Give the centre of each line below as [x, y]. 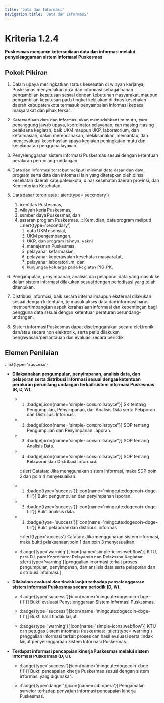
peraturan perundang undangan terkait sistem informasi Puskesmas [83, 385]
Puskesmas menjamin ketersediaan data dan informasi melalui [70, 52]
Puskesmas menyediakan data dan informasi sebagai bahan [73, 90]
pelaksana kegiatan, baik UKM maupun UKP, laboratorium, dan [75, 130]
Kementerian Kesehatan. [37, 186]
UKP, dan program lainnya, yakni [60, 241]
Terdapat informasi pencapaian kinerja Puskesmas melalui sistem [81, 651]
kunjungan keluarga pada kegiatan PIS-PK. [70, 267]
